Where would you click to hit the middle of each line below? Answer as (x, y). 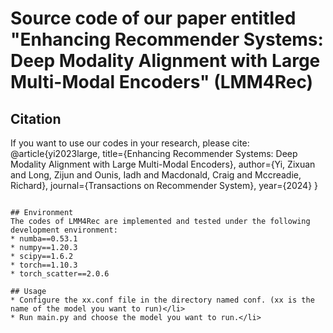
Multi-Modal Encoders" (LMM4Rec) (162, 82)
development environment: (64, 230)
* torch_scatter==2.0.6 (60, 274)
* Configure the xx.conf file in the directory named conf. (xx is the (162, 300)
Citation (36, 118)
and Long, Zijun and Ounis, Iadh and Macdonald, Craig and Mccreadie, (156, 175)
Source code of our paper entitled (153, 18)
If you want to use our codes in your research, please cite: (130, 143)
